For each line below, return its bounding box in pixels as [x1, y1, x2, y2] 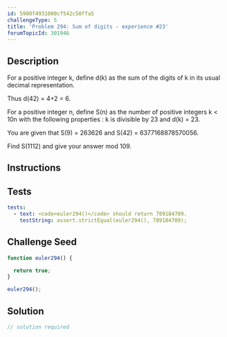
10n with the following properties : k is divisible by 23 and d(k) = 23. [7, 115, 201, 123]
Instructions [7, 162, 61, 174]
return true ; [13, 267, 51, 274]
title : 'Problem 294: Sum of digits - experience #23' [7, 23, 169, 30]
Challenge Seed [7, 236, 78, 248]
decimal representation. [7, 81, 75, 89]
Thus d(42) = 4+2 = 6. [7, 94, 71, 103]
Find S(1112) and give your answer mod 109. [7, 142, 132, 150]
